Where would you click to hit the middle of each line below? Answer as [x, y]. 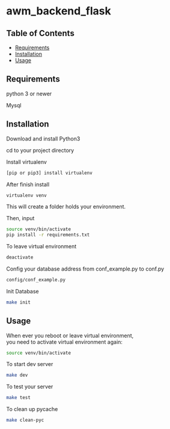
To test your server [30, 387]
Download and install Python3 [43, 139]
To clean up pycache [32, 409]
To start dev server [30, 364]
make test [19, 398]
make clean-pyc [25, 420]
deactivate [20, 257]
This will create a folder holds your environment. [66, 207]
